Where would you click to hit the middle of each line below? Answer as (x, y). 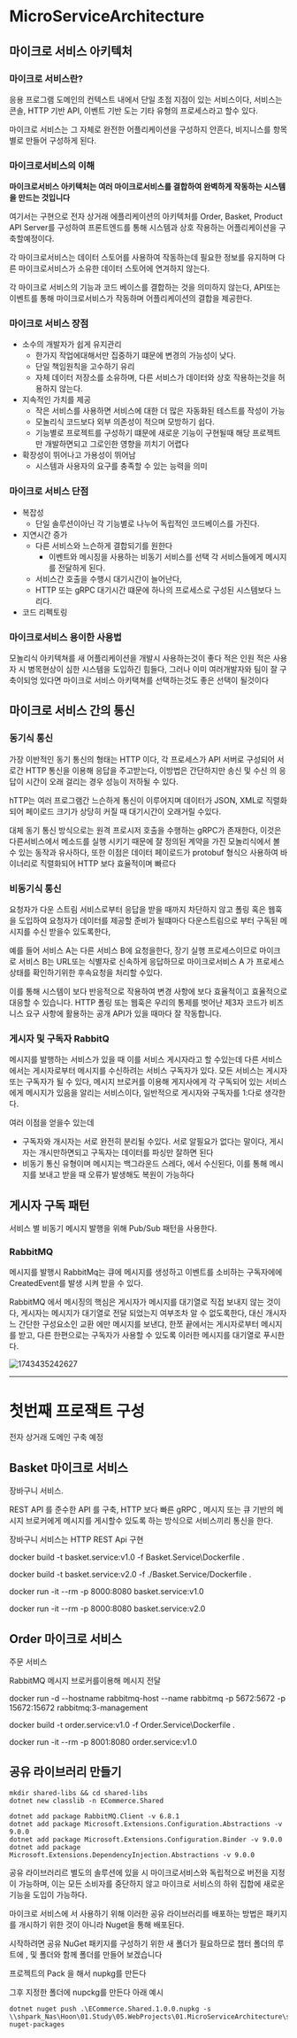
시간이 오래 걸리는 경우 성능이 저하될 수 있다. (102, 781)
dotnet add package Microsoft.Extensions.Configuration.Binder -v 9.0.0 (146, 1840)
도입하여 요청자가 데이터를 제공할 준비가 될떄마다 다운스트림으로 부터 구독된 (148, 921)
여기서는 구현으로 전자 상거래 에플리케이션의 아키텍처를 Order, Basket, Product (146, 217)
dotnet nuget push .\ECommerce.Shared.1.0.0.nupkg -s (110, 2009)
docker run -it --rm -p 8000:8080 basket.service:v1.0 (107, 1592)
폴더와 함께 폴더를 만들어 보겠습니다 (101, 1954)
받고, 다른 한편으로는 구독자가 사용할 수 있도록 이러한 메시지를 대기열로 (140, 1336)
